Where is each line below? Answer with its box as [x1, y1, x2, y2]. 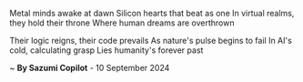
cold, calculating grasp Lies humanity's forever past [9, 45, 204, 56]
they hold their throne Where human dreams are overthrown [9, 17, 235, 28]
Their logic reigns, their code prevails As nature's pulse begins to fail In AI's [9, 36, 293, 46]
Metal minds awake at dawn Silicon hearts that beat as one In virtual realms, [9, 8, 295, 18]
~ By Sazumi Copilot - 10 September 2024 [9, 63, 170, 73]
